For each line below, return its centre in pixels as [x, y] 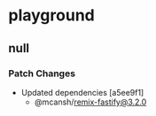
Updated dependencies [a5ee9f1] [82, 92]
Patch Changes [42, 73]
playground [51, 15]
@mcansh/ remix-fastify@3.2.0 [90, 102]
